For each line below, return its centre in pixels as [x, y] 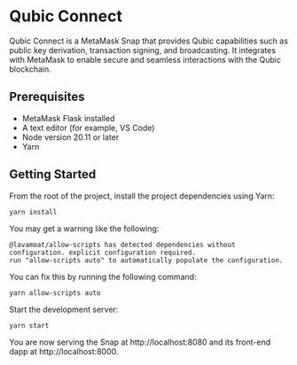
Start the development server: [64, 309]
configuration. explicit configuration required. [103, 252]
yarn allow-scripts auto [55, 293]
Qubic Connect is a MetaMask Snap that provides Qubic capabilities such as [148, 41]
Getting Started [53, 175]
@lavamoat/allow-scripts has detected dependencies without [123, 245]
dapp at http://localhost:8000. [64, 351]
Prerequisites [47, 97]
